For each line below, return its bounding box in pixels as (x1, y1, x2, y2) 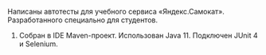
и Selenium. (18, 39, 58, 49)
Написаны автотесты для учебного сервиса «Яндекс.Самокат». (7, 7, 225, 16)
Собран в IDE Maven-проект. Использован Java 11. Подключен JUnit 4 (18, 31, 258, 40)
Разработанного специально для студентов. (7, 15, 158, 25)
